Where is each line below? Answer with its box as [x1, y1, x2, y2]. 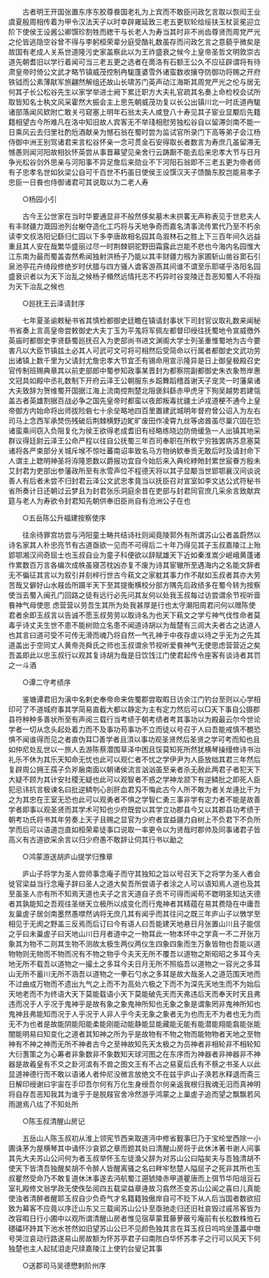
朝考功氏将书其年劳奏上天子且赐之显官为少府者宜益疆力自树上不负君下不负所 [8, 815, 261, 824]
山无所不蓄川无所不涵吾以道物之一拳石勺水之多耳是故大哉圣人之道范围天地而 [8, 969, 261, 978]
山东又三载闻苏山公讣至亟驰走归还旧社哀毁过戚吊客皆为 [78, 1203, 261, 1213]
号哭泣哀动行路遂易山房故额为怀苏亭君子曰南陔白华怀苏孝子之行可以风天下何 [8, 1234, 261, 1243]
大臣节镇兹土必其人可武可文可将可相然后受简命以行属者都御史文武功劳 [29, 346, 261, 355]
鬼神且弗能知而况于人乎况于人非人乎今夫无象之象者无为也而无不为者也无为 [8, 1009, 254, 1018]
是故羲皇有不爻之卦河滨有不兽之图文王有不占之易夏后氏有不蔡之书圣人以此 [14, 1059, 261, 1069]
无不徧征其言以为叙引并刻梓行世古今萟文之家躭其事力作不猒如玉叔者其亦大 [8, 570, 254, 580]
